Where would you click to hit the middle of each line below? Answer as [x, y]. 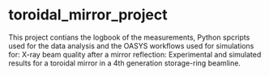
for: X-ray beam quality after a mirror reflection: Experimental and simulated [135, 54]
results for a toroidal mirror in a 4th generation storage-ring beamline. [125, 63]
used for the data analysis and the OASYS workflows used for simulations [131, 45]
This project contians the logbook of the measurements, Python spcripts [129, 37]
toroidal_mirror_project [88, 15]
